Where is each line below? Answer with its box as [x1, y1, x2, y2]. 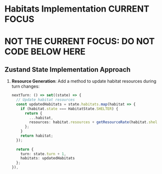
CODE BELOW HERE [4, 46, 86, 57]
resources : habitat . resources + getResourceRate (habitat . [29, 120, 149, 125]
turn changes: [11, 83, 40, 89]
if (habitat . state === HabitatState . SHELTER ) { [20, 106, 118, 111]
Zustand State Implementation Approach [4, 65, 131, 74]
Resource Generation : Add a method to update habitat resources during [11, 79, 157, 84]
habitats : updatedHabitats [20, 156, 75, 161]
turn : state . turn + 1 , [20, 151, 66, 156]
